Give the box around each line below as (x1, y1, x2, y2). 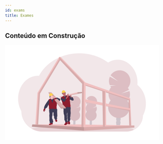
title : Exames (5, 13, 34, 18)
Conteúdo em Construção (5, 32, 85, 40)
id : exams (5, 8, 25, 13)
